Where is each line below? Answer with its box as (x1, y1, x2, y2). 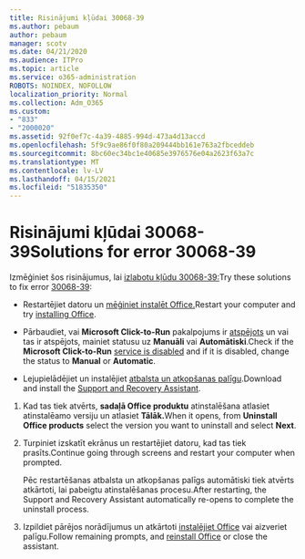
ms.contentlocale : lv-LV (9, 166, 104, 175)
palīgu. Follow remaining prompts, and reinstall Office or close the (22, 531, 269, 543)
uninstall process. (22, 503, 89, 515)
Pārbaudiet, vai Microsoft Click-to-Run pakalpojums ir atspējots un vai (22, 326, 290, 337)
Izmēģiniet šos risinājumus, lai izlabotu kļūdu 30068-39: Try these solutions (9, 272, 291, 283)
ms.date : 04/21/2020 (9, 47, 88, 57)
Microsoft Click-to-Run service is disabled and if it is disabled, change (22, 346, 290, 357)
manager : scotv (9, 38, 67, 48)
